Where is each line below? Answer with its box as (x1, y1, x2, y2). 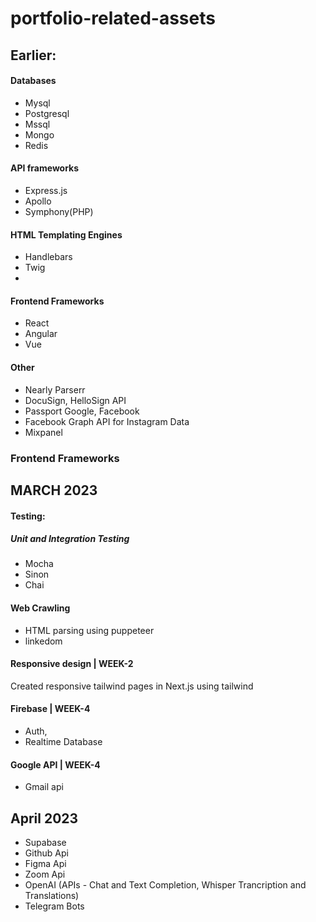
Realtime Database (24, 736, 103, 748)
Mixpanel (24, 426, 63, 438)
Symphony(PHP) (24, 205, 94, 217)
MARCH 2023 (10, 482, 98, 499)
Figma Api (24, 858, 67, 870)
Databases (10, 75, 57, 87)
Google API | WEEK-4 (10, 758, 101, 771)
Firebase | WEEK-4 (10, 703, 91, 715)
